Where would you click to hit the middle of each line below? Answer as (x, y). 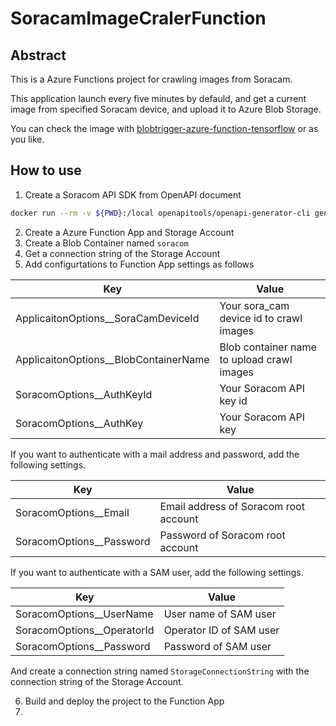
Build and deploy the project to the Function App (124, 701)
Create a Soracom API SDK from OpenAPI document (133, 194)
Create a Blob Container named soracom (106, 243)
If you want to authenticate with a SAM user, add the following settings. (157, 572)
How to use (46, 170)
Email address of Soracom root (232, 506)
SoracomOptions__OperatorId (85, 630)
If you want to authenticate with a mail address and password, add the (155, 454)
